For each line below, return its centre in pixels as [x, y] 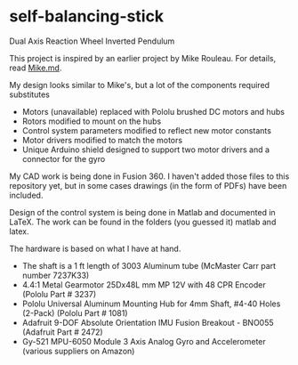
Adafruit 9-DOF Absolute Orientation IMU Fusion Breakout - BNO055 [148, 322]
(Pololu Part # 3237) [59, 294]
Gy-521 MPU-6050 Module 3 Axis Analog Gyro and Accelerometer [144, 341]
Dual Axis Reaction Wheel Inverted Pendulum [92, 41]
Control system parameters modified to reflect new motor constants [146, 130]
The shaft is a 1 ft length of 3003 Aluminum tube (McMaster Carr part [149, 265]
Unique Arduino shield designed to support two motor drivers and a [145, 150]
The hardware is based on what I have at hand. [95, 248]
